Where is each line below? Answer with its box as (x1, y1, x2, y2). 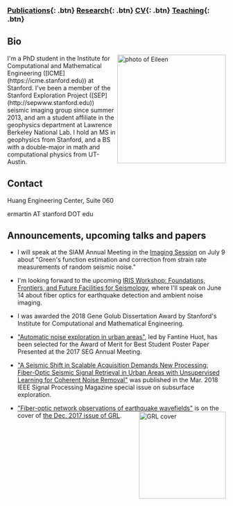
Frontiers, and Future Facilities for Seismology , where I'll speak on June (17, 284, 222, 292)
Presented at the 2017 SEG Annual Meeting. (17, 348, 142, 356)
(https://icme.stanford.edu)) (7, 76, 87, 85)
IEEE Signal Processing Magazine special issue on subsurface (17, 383, 195, 391)
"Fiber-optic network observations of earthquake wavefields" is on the (17, 404, 220, 412)
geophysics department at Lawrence (7, 120, 112, 129)
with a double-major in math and (7, 142, 101, 151)
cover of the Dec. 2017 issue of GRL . (17, 411, 123, 420)
